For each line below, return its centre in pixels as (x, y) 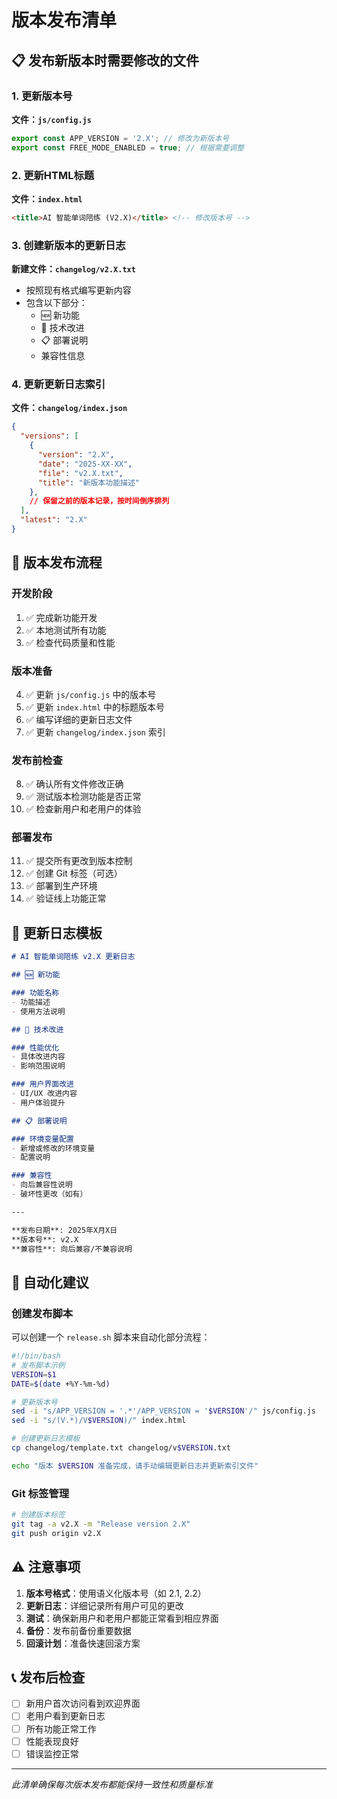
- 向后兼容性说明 (42, 1185)
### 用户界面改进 (42, 1084)
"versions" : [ (49, 436)
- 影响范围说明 (38, 1066)
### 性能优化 (35, 1047)
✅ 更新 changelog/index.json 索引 (95, 732)
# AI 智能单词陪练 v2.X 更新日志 (73, 957)
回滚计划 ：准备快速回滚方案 (83, 1643)
